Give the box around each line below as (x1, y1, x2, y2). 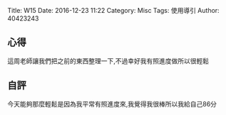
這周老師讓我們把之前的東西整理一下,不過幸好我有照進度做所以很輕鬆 (7, 56, 210, 65)
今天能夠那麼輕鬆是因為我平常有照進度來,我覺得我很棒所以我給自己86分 (7, 99, 217, 108)
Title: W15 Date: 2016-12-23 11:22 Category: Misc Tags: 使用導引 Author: (7, 6, 220, 14)
